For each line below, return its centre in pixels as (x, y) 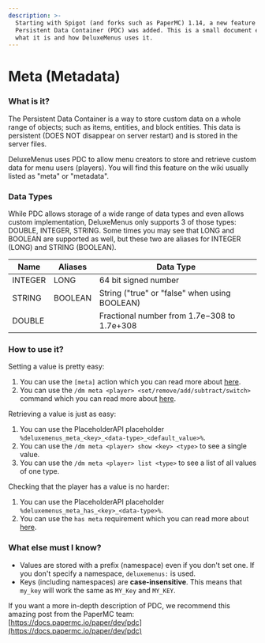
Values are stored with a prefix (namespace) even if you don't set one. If (137, 565)
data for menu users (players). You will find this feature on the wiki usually (129, 168)
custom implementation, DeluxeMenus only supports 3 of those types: (122, 222)
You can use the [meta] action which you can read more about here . (130, 382)
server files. (28, 144)
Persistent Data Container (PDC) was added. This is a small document (134, 30)
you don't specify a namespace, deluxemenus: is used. (107, 573)
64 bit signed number (139, 280)
